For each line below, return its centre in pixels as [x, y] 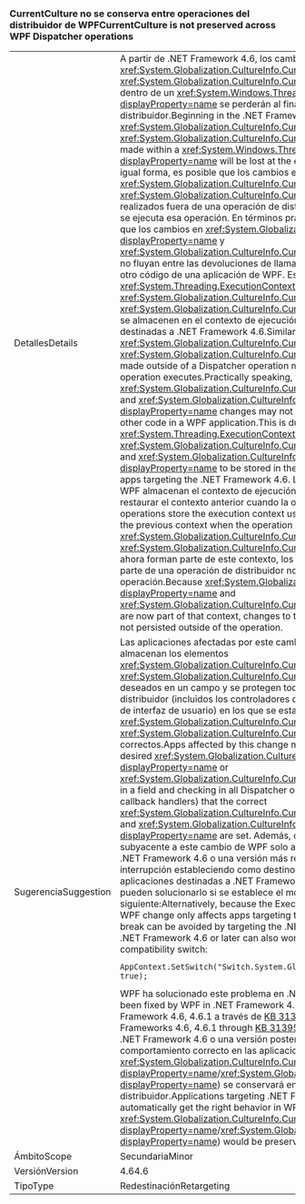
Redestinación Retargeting [175, 1186]
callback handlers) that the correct [193, 802]
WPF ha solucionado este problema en [202, 994]
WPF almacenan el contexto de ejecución [208, 491]
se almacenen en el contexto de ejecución [210, 320]
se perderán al [250, 105]
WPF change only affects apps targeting [206, 916]
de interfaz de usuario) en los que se [198, 711]
